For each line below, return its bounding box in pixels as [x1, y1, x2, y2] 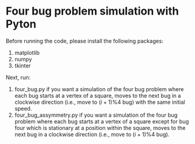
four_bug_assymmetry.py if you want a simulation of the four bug [14, 111, 178, 118]
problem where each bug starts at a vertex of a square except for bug [14, 117, 190, 125]
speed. [14, 105, 32, 112]
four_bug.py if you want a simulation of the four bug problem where [14, 85, 184, 92]
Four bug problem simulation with [5, 4, 179, 18]
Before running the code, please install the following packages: [5, 37, 163, 44]
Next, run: [5, 74, 31, 81]
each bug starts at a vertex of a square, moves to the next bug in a [14, 92, 182, 99]
